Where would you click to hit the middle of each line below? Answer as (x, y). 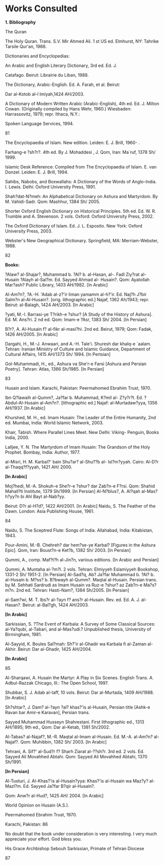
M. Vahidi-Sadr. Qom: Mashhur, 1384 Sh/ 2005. (53, 202)
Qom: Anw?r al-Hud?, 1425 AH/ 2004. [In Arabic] (54, 795)
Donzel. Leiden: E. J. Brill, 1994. (37, 172)
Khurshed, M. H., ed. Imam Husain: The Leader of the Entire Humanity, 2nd (81, 417)
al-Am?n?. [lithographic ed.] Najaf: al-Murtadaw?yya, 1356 (99, 403)
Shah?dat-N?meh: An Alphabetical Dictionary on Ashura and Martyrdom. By (82, 196)
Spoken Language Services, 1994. (40, 123)
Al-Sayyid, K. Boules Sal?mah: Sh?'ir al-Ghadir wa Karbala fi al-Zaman (76, 644)
